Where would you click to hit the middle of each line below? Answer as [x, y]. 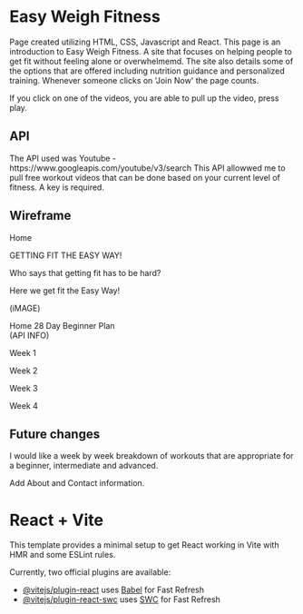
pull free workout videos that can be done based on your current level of [145, 177]
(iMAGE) [25, 308]
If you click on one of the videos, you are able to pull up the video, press [144, 98]
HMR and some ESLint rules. [63, 555]
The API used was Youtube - [63, 158]
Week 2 [24, 371]
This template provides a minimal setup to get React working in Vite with [144, 545]
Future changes [55, 434]
